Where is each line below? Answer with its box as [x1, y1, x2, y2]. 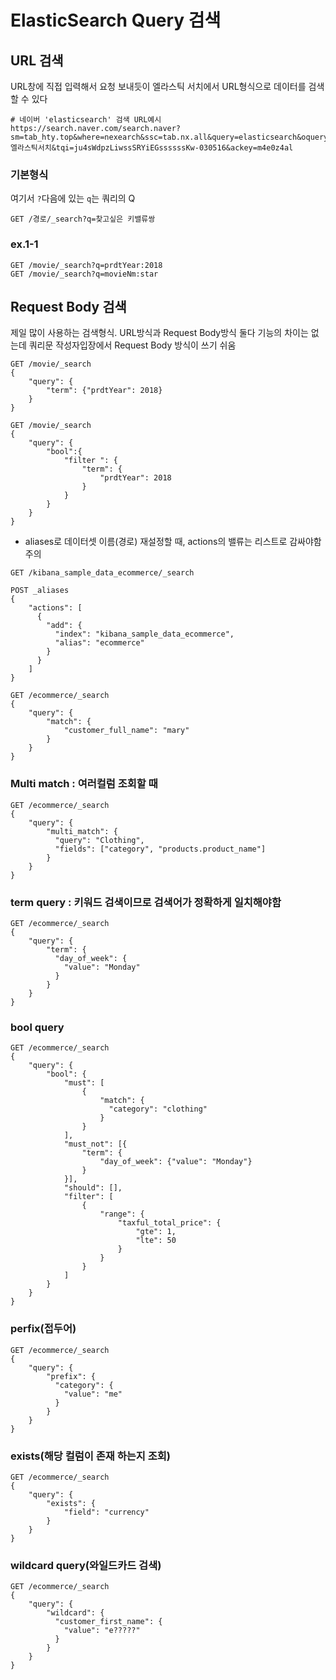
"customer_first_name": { [54, 1617, 163, 1627]
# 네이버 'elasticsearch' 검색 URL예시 [10, 115, 162, 125]
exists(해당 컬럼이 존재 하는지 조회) [10, 1449, 171, 1463]
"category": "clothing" [108, 1104, 208, 1115]
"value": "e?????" [63, 1626, 141, 1636]
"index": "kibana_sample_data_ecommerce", [54, 629, 235, 640]
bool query [10, 1020, 65, 1034]
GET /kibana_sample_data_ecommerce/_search [10, 568, 195, 578]
